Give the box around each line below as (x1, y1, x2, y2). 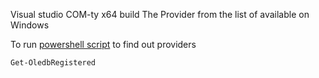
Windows (10, 19, 50, 31)
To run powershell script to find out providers (10, 39, 197, 50)
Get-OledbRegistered (10, 58, 97, 68)
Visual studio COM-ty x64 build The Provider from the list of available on (10, 9, 310, 20)
